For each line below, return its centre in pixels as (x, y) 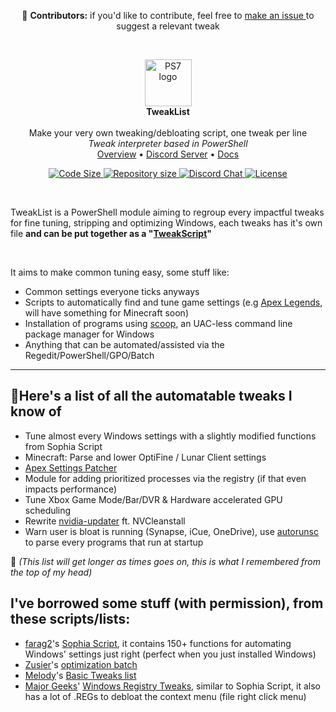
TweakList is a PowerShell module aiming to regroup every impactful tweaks (167, 212)
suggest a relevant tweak (168, 26)
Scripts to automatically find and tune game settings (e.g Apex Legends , (173, 302)
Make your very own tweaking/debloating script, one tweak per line (168, 133)
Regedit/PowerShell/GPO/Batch (89, 355)
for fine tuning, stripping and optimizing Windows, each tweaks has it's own (166, 223)
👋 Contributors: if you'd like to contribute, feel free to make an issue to (168, 15)
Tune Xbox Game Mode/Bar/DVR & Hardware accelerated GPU (153, 499)
